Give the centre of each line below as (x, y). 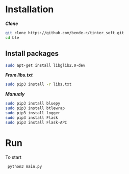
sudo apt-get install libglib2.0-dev (45, 65)
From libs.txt (19, 75)
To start (14, 157)
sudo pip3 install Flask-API (36, 122)
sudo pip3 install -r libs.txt (38, 84)
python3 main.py (25, 166)
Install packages (32, 54)
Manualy (15, 94)
